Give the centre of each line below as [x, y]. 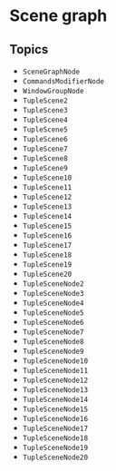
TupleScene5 [45, 130]
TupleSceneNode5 [53, 313]
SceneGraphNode [51, 72]
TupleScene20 [47, 274]
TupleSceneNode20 [55, 457]
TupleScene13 [47, 207]
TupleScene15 [47, 226]
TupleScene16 [47, 236]
